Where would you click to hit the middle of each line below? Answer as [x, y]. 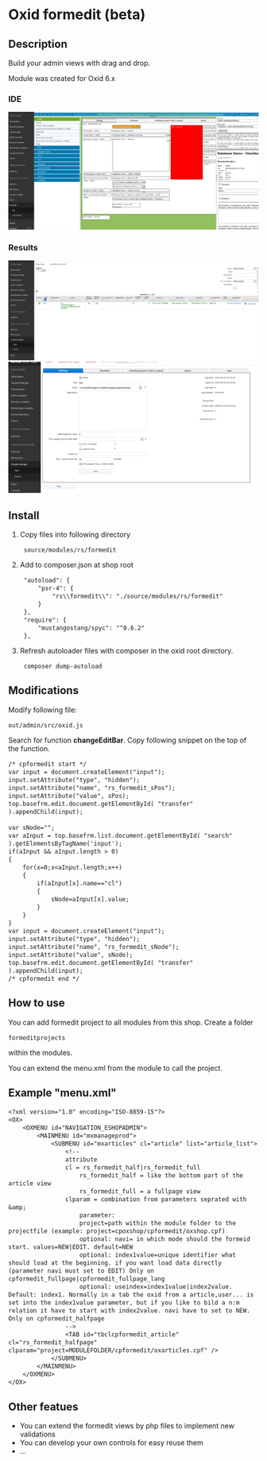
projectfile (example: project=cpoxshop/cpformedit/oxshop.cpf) [117, 1231]
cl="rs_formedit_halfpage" [53, 1343]
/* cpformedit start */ [48, 764]
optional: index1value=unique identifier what [158, 1255]
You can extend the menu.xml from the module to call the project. [115, 1068]
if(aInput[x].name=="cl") [80, 883]
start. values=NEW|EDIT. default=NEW [71, 1247]
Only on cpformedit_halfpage [56, 1319]
